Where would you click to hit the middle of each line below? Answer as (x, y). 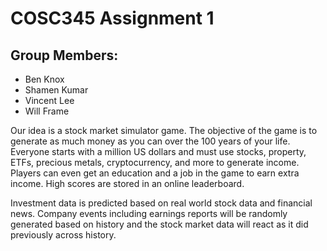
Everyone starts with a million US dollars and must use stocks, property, (158, 151)
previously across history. (63, 235)
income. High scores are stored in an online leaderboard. (127, 183)
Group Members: (64, 55)
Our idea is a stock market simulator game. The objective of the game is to (164, 130)
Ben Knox (44, 79)
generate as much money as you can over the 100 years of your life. (150, 141)
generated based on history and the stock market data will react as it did (159, 224)
